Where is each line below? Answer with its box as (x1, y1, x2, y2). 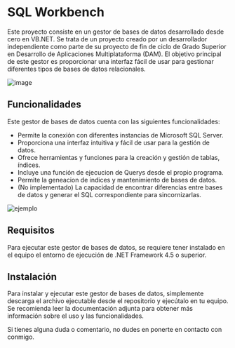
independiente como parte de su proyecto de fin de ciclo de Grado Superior (7, 42, 227, 51)
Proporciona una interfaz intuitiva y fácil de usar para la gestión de (17, 138, 210, 147)
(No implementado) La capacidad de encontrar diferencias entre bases (17, 183, 223, 192)
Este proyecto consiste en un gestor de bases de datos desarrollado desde (7, 27, 224, 36)
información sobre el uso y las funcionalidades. (7, 312, 144, 320)
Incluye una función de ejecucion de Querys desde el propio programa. (17, 168, 224, 176)
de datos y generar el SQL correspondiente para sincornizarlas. (17, 190, 202, 199)
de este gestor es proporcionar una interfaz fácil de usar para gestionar (7, 57, 214, 65)
